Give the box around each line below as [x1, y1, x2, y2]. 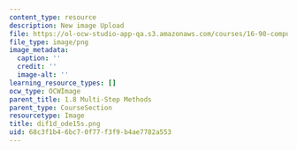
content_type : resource [9, 12, 97, 22]
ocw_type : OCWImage [9, 86, 81, 95]
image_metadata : [9, 46, 69, 55]
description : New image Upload [9, 21, 125, 30]
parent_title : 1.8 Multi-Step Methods [9, 94, 152, 104]
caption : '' [17, 54, 62, 63]
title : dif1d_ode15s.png [9, 120, 101, 129]
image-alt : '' [17, 71, 69, 79]
